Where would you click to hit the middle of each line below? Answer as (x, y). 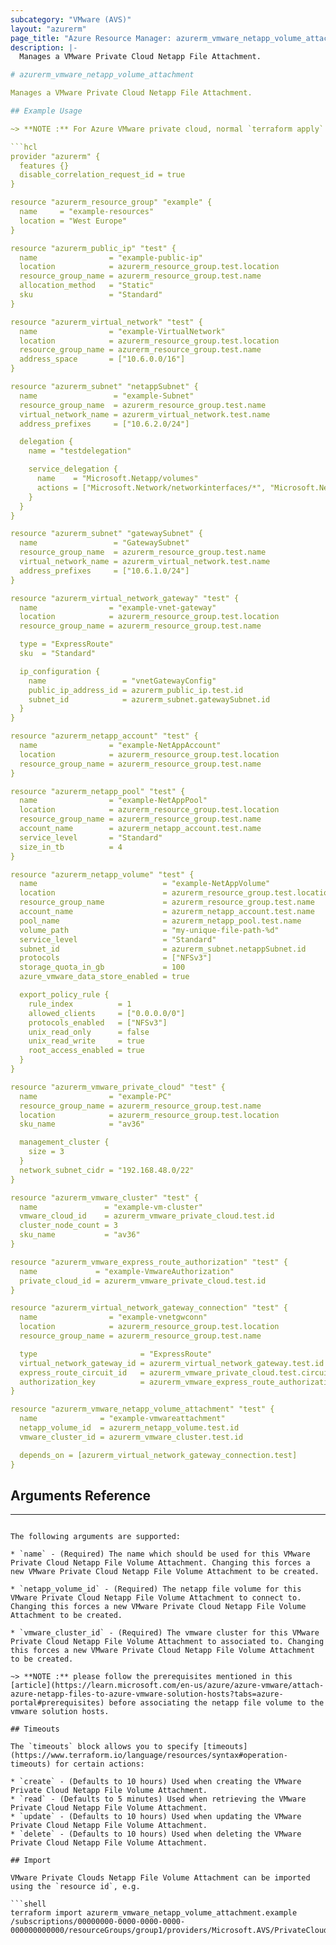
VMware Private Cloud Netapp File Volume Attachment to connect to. (156, 1598)
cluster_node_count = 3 (68, 1226)
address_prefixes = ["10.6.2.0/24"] (104, 424)
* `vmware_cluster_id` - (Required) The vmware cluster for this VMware (165, 1633)
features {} (44, 166)
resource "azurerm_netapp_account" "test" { (104, 736)
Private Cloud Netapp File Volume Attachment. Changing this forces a (160, 1563)
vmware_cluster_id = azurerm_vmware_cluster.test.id (131, 1437)
